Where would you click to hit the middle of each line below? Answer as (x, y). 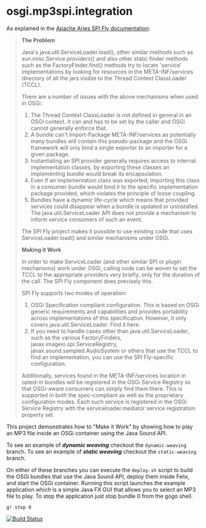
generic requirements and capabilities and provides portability (109, 311)
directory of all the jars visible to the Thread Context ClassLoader (104, 78)
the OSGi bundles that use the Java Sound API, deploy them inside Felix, (98, 476)
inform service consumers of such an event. (86, 219)
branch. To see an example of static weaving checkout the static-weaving (101, 451)
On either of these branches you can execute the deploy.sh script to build (100, 470)
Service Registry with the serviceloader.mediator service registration (108, 408)
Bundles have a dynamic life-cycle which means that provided (109, 200)
